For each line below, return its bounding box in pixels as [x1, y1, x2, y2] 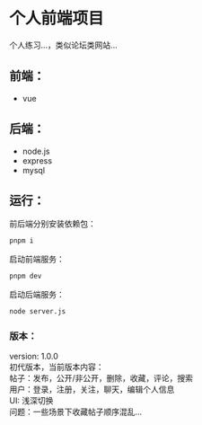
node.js [22, 146, 51, 156]
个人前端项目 [9, 8, 105, 29]
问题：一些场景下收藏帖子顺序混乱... [9, 406, 143, 418]
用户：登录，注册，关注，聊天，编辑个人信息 [9, 384, 175, 395]
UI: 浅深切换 [9, 395, 54, 406]
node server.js [9, 307, 66, 316]
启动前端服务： [9, 253, 65, 265]
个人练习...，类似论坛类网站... [9, 40, 119, 50]
